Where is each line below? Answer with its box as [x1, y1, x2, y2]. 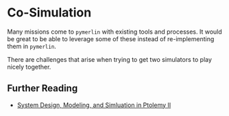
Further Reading [7, 82, 78, 94]
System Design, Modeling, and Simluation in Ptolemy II [16, 101, 171, 109]
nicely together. [7, 62, 51, 71]
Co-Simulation [7, 5, 92, 21]
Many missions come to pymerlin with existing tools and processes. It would [7, 27, 223, 36]
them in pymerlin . [7, 42, 57, 50]
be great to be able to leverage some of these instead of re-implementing [7, 34, 215, 43]
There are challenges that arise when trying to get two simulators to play [7, 55, 213, 63]
